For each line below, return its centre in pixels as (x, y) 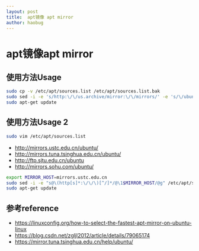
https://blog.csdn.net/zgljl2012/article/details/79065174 (82, 236)
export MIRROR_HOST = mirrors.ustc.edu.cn (57, 177)
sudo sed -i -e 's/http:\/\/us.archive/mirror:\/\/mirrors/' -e (87, 97)
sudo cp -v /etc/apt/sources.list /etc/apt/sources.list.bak (83, 91)
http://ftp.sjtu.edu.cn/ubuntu (49, 160)
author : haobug (25, 22)
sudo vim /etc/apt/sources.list (46, 136)
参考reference (33, 208)
